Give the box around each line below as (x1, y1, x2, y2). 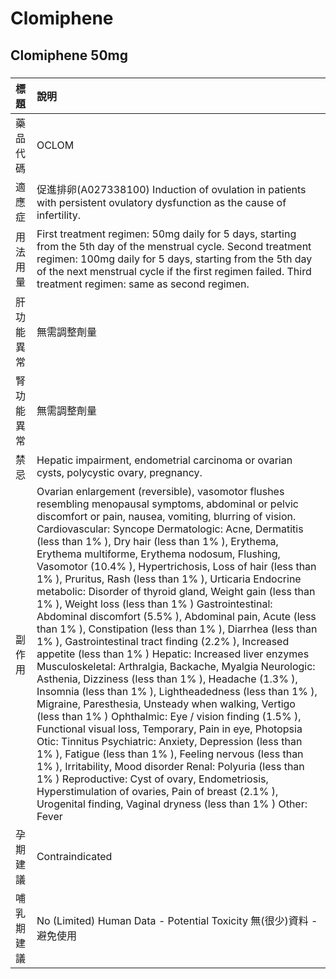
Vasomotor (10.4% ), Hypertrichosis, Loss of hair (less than (36, 559, 317, 573)
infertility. (36, 208, 81, 222)
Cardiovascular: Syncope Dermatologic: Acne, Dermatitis (36, 522, 304, 536)
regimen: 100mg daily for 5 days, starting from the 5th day (36, 252, 313, 266)
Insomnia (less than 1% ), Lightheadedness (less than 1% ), (36, 684, 318, 698)
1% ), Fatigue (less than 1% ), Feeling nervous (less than (36, 747, 304, 761)
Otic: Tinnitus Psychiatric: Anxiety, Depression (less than (36, 734, 303, 748)
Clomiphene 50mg (10, 47, 128, 64)
